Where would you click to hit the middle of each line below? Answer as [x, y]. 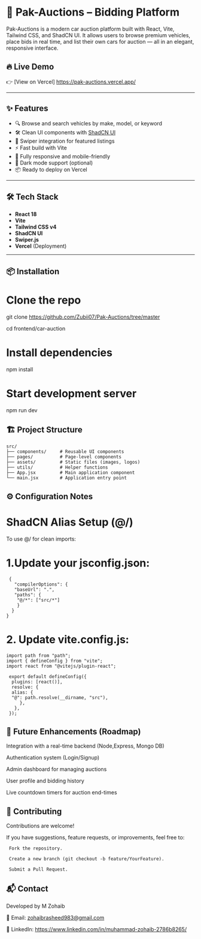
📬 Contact [27, 888]
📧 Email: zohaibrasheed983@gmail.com [55, 918]
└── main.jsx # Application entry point [67, 478]
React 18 [26, 214]
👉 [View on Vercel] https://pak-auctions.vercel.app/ [71, 82]
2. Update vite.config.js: [68, 639]
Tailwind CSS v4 [36, 227]
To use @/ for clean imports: [41, 539]
